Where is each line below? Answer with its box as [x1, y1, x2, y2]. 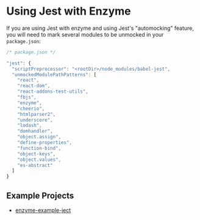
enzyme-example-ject [15, 207, 71, 214]
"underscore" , [17, 117, 53, 123]
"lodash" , [17, 122, 43, 129]
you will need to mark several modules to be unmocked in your [6, 30, 164, 38]
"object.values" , [17, 157, 62, 163]
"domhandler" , [17, 128, 53, 135]
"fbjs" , [17, 94, 37, 101]
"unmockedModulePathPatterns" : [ [12, 71, 97, 77]
